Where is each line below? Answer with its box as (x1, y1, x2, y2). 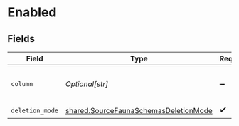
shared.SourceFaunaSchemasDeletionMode (65, 105, 213, 115)
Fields (7, 33, 36, 45)
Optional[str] (65, 79, 109, 89)
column (11, 80, 33, 88)
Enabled (7, 4, 57, 21)
